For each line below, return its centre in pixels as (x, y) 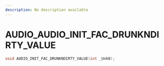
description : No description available (47, 10)
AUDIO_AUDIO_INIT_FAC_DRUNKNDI (82, 34)
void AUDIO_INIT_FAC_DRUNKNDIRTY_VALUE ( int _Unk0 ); (60, 58)
